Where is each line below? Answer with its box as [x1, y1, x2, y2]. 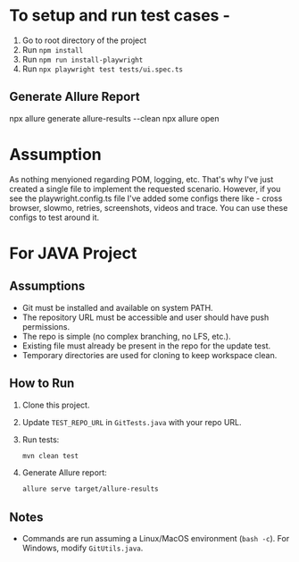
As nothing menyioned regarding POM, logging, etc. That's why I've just [9, 173, 274, 184]
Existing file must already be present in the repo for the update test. [21, 340, 271, 351]
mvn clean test [21, 451, 79, 460]
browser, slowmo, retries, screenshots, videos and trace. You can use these [9, 202, 288, 213]
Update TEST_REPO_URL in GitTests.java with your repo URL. [21, 416, 243, 427]
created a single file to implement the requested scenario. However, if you [9, 183, 281, 194]
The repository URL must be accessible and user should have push [21, 312, 270, 323]
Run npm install [21, 44, 84, 55]
